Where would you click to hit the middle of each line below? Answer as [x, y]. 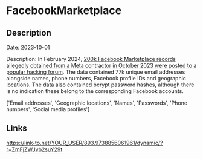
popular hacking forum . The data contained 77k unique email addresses [96, 72]
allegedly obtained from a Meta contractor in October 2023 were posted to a [101, 65]
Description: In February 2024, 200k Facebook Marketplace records [91, 59]
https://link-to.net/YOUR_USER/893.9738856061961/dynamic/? [85, 143]
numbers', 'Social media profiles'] [48, 109]
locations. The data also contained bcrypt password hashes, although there [100, 85]
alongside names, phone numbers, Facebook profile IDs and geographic [96, 78]
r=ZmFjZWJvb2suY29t [34, 149]
